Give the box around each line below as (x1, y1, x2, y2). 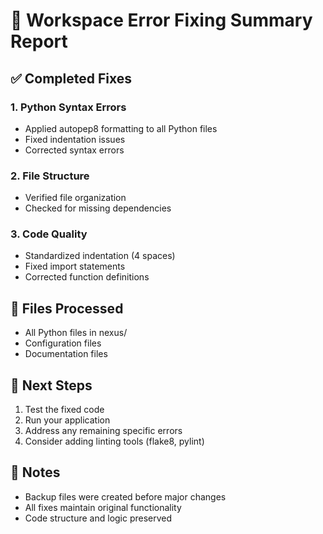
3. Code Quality (10, 227, 88, 241)
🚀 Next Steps (10, 377, 93, 394)
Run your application (24, 414, 111, 426)
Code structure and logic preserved (24, 512, 173, 524)
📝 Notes (10, 464, 61, 481)
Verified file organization (24, 192, 127, 204)
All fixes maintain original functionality (24, 501, 182, 513)
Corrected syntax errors (24, 144, 125, 156)
